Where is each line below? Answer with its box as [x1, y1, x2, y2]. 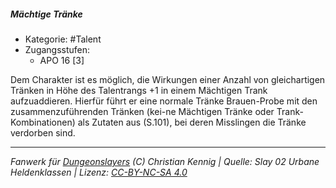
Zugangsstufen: [24, 43, 91, 55]
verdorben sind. [10, 126, 76, 139]
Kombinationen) [10, 116, 76, 128]
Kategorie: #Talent [24, 33, 102, 45]
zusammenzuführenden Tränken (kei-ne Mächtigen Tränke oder [10, 105, 275, 117]
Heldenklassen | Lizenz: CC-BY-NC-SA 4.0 [10, 166, 188, 178]
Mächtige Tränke [10, 8, 83, 20]
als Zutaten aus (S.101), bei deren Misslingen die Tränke [77, 116, 307, 128]
